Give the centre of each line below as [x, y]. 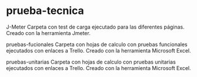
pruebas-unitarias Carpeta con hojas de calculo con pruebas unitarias [91, 62]
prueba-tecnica [45, 11]
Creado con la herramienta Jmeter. [49, 33]
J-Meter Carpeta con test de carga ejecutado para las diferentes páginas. [96, 27]
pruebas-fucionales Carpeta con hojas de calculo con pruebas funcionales [97, 44]
